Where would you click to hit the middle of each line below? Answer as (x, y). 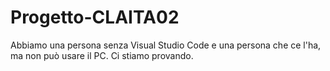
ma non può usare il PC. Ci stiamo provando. (102, 55)
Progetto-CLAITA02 (95, 17)
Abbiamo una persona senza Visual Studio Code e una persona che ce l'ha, (166, 45)
